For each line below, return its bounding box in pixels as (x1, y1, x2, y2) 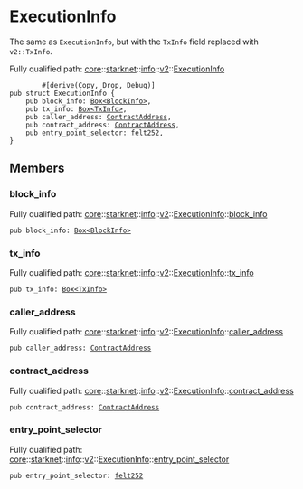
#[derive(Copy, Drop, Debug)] (42, 80, 156, 89)
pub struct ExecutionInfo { (9, 89, 116, 98)
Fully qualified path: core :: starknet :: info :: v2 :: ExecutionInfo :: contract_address (9, 385, 294, 396)
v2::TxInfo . (9, 45, 52, 56)
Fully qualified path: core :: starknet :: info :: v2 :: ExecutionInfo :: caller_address (9, 326, 283, 337)
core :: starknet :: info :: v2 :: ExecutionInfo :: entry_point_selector (9, 454, 230, 465)
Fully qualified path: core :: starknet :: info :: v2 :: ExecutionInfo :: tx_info (9, 267, 255, 277)
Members (9, 161, 65, 176)
